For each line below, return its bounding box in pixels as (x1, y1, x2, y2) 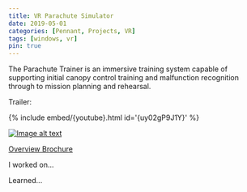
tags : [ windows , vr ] (8, 34, 79, 43)
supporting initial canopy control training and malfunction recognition (8, 73, 239, 83)
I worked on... (8, 160, 54, 170)
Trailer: (8, 97, 32, 107)
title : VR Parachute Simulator (8, 11, 114, 20)
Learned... (8, 176, 43, 186)
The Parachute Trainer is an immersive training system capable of (8, 64, 228, 74)
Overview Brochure (8, 144, 73, 154)
